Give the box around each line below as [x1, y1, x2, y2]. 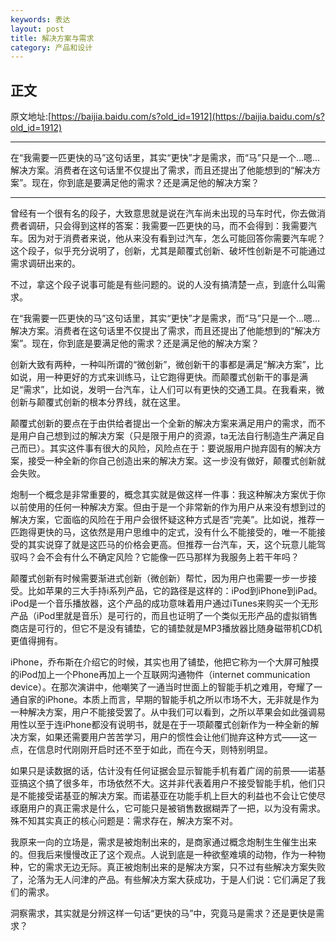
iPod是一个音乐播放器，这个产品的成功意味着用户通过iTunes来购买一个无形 [10, 597, 319, 610]
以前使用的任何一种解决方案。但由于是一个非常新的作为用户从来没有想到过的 [10, 501, 326, 513]
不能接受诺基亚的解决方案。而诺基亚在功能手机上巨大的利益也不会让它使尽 [18, 790, 326, 802]
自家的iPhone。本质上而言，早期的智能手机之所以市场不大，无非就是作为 [18, 694, 320, 706]
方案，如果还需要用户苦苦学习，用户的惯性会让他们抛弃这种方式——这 [18, 731, 308, 743]
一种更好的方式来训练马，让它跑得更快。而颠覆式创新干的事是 [44, 371, 300, 383]
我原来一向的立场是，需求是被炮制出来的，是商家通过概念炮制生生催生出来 [10, 836, 317, 848]
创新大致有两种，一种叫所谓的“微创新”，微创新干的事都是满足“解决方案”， [10, 359, 315, 371]
